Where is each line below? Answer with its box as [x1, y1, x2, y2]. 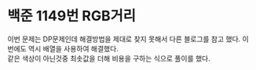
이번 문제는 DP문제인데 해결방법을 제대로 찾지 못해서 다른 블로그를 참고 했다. [7, 34, 241, 44]
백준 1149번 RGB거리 [7, 7, 137, 25]
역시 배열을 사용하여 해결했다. [27, 44, 119, 53]
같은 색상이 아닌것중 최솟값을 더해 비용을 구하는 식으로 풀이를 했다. [7, 54, 210, 63]
